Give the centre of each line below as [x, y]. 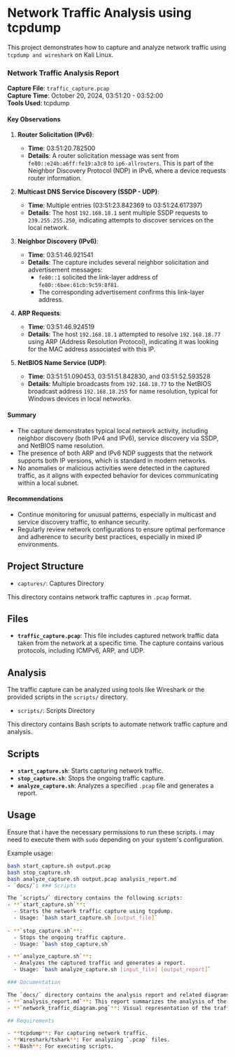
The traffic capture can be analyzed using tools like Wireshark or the [106, 690]
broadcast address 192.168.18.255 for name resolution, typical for [123, 392]
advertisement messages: [65, 270]
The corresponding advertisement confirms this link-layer [121, 292]
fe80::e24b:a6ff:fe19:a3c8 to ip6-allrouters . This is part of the [121, 164]
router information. [55, 178]
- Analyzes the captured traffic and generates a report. [100, 963]
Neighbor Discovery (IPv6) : [58, 241]
